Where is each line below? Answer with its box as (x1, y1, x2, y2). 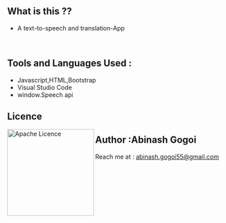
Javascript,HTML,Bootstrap (17, 75, 96, 84)
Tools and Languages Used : (7, 57, 132, 69)
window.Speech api (17, 90, 74, 99)
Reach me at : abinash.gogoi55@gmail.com (95, 152, 220, 161)
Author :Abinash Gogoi (95, 134, 197, 146)
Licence (7, 111, 43, 123)
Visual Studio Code (17, 83, 73, 91)
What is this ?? (7, 6, 72, 17)
